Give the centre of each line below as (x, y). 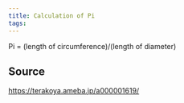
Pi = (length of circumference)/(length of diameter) (92, 46)
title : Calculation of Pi (51, 16)
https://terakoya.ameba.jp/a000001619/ (74, 91)
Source (27, 71)
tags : (17, 23)
